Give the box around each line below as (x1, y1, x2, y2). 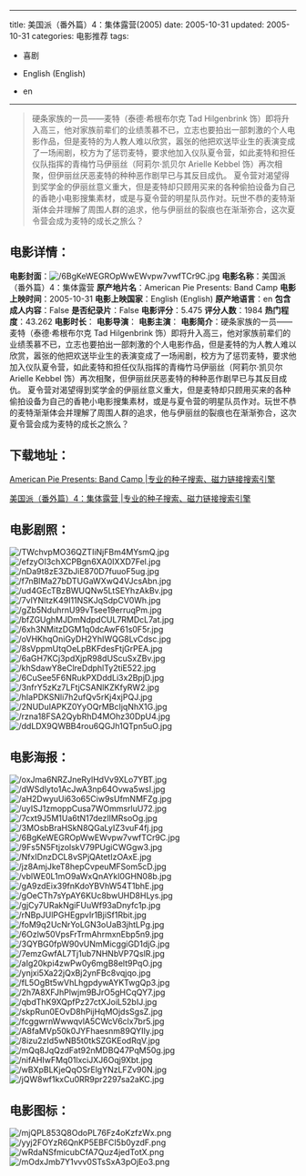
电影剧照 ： (9, 522, 70, 538)
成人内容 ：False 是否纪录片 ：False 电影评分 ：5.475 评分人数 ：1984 (9, 304, 263, 315)
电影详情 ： (9, 245, 70, 260)
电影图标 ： (9, 1102, 70, 1118)
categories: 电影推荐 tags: (31, 31, 129, 41)
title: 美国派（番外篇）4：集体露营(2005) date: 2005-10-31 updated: (9, 19, 265, 30)
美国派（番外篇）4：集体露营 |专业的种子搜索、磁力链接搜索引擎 (9, 492, 251, 503)
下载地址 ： (9, 448, 70, 463)
